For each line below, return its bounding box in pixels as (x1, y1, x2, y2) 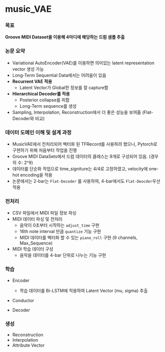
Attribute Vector (12, 342, 45, 348)
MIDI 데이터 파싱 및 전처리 (12, 216, 63, 222)
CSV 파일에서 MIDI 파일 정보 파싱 (12, 210, 77, 216)
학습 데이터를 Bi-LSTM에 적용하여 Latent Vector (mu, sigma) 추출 (19, 287, 148, 293)
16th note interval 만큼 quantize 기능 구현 (19, 229, 101, 235)
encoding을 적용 (20, 172, 53, 178)
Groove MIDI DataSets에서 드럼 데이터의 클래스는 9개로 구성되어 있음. (12, 154, 148, 159)
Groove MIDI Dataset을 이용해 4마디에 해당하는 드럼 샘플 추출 (5, 34, 125, 40)
